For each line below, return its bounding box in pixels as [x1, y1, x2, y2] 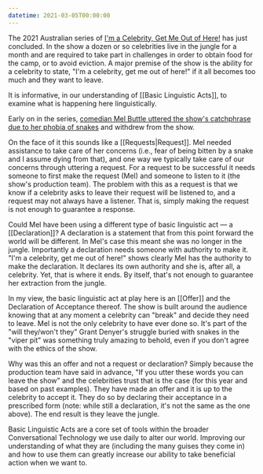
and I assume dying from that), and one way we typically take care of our [8, 154, 245, 164]
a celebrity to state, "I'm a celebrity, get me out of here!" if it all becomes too [8, 66, 256, 76]
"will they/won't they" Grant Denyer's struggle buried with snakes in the [8, 327, 240, 336]
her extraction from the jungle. [8, 278, 107, 287]
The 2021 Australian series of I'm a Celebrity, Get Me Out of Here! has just [8, 33, 248, 43]
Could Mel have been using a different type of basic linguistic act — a [8, 220, 233, 229]
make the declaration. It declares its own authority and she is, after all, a [8, 261, 241, 271]
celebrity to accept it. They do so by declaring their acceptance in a [8, 392, 228, 402]
